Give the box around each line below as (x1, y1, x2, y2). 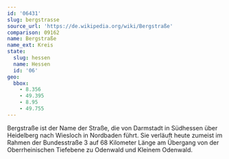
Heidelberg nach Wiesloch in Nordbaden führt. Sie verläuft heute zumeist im (7, 131, 223, 139)
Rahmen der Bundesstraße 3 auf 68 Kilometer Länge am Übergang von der (7, 138, 219, 147)
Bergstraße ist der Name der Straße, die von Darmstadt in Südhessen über (7, 124, 218, 132)
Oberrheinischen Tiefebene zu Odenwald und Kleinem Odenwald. (7, 145, 193, 154)
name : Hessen (13, 61, 51, 68)
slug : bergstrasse (7, 16, 60, 23)
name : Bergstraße (7, 35, 57, 42)
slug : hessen (13, 55, 51, 61)
